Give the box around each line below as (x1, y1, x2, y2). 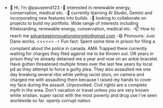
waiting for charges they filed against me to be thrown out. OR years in (9, 51, 154, 56)
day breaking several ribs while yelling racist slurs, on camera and (9, 72, 144, 77)
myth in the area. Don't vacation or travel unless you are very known (9, 87, 149, 93)
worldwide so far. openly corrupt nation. (9, 98, 92, 103)
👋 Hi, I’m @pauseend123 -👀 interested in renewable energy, (9, 5, 131, 10)
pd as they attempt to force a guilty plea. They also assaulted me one (9, 66, 151, 72)
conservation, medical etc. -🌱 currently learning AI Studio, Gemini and (9, 10, 153, 16)
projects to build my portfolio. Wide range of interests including (9, 20, 139, 26)
